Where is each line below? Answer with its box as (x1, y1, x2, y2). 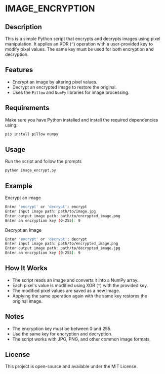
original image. (12, 298, 43, 304)
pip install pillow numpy (5, 131, 58, 136)
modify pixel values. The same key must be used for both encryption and (5, 46, 154, 52)
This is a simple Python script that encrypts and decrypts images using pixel (5, 36, 161, 42)
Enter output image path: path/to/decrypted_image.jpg (5, 246, 121, 251)
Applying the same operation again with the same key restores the (12, 292, 147, 299)
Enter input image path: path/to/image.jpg (5, 208, 96, 214)
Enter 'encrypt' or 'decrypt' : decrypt (5, 237, 87, 242)
